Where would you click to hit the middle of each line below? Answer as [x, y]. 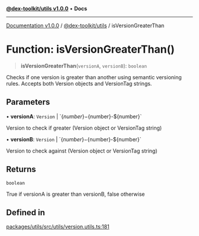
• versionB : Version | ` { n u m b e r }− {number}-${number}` [74, 139]
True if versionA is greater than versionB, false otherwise [76, 194]
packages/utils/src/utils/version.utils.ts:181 [58, 227]
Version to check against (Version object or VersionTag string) [82, 151]
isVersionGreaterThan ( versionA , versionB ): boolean [84, 66]
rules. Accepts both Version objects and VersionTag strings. [79, 83]
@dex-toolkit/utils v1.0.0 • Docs [47, 9]
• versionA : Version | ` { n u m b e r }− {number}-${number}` [74, 116]
